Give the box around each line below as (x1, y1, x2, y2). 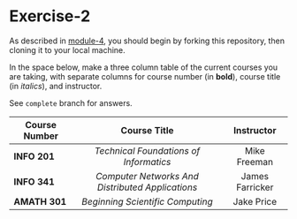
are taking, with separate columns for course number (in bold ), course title (9, 71, 281, 81)
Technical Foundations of (94, 144, 201, 156)
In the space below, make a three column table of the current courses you (9, 62, 278, 72)
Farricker (235, 181, 274, 193)
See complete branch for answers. (9, 97, 133, 108)
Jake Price (232, 195, 277, 208)
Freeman (236, 155, 274, 168)
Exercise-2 (9, 6, 91, 26)
